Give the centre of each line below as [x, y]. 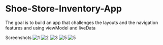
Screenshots [19, 37]
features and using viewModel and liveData [51, 27]
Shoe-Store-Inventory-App [64, 9]
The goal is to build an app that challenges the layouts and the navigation [82, 22]
